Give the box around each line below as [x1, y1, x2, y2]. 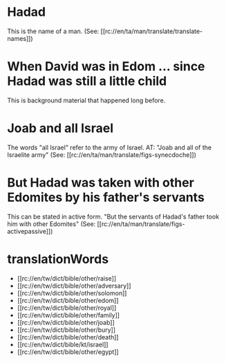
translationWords [7, 251, 109, 267]
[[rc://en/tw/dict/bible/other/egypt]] [17, 347, 119, 356]
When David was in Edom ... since [7, 59, 205, 75]
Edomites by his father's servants [7, 189, 205, 205]
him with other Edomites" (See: [7, 219, 96, 228]
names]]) [7, 34, 33, 42]
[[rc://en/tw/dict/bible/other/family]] [17, 310, 120, 319]
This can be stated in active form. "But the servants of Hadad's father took [7, 212, 220, 221]
